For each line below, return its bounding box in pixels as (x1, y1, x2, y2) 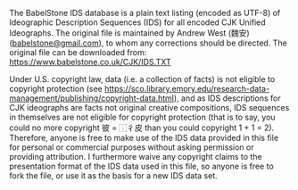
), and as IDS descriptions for (173, 93, 281, 103)
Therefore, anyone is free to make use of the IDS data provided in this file (9, 133, 279, 143)
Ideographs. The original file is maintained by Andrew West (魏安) (9, 28, 250, 38)
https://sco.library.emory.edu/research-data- (103, 84, 270, 94)
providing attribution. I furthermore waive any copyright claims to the (9, 152, 262, 161)
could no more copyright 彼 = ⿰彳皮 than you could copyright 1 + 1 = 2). (9, 122, 275, 133)
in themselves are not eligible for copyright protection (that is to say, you (9, 112, 276, 122)
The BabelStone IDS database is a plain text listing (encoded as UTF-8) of (9, 8, 281, 18)
